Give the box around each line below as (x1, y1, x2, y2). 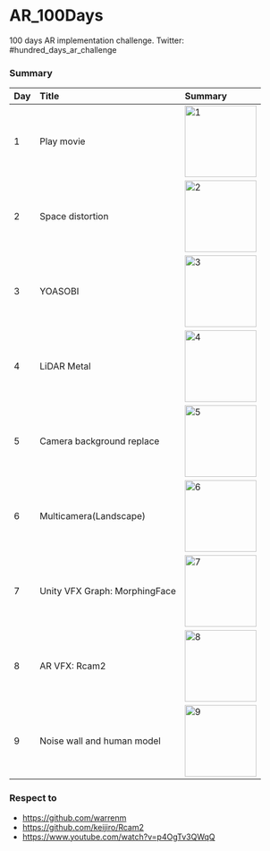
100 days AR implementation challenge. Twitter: (9, 35, 185, 46)
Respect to (9, 792, 57, 804)
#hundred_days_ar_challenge (9, 44, 117, 55)
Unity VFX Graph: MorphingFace (39, 585, 176, 598)
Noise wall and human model (39, 735, 161, 747)
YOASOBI (39, 285, 80, 298)
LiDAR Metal (39, 360, 91, 372)
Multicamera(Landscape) (39, 510, 146, 523)
